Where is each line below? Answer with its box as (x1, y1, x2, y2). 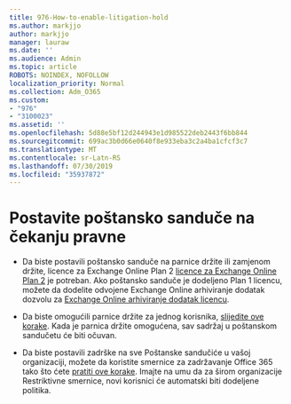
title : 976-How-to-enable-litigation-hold (9, 12, 169, 22)
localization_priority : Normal (9, 79, 125, 88)
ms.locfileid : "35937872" (9, 170, 105, 178)
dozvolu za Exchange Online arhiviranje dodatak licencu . (21, 294, 230, 305)
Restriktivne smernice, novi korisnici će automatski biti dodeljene (21, 376, 260, 386)
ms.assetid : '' (9, 121, 66, 130)
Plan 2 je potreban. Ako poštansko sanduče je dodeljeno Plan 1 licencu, (21, 275, 283, 286)
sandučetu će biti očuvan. (21, 330, 117, 341)
